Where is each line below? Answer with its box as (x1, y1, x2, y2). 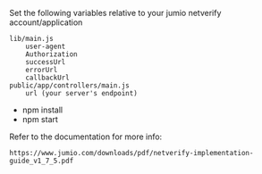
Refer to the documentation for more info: (9, 131, 163, 142)
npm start (21, 114, 58, 124)
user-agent (25, 42, 66, 51)
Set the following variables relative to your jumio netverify (9, 8, 222, 18)
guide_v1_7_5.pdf (9, 156, 74, 165)
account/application (9, 17, 83, 28)
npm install (21, 104, 63, 115)
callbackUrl (25, 73, 70, 82)
